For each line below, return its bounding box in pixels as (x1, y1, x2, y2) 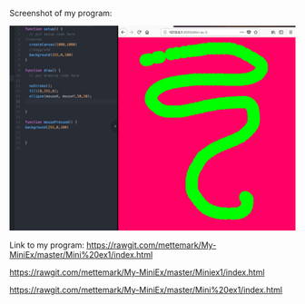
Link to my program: (9, 240, 84, 250)
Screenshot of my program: (9, 8, 113, 18)
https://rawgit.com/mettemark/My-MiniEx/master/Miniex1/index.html (9, 267, 265, 278)
